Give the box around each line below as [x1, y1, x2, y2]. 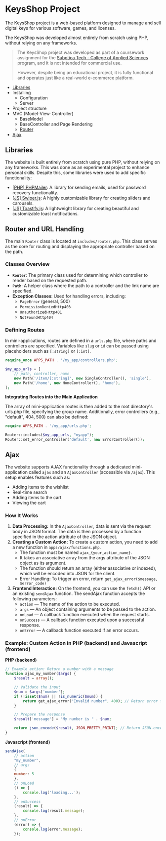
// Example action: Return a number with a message [5, 667, 114, 672]
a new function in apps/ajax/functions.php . [12, 545, 101, 550]
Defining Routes [5, 326, 45, 333]
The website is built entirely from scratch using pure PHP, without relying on [5, 159, 160, 165]
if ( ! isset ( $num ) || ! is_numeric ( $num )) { [14, 694, 103, 699]
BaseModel [19, 116, 43, 122]
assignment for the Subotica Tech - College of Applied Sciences [17, 54, 148, 60]
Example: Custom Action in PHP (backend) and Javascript [5, 640, 147, 647]
